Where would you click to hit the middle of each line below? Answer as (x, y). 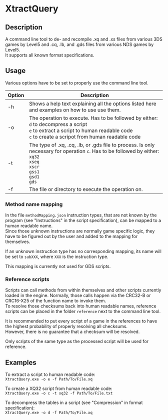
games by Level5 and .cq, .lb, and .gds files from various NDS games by (79, 44)
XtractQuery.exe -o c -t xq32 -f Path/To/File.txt (59, 393)
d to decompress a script (58, 124)
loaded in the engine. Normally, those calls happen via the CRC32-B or (78, 295)
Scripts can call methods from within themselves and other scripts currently (83, 290)
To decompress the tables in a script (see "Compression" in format (74, 402)
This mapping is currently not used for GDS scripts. (58, 266)
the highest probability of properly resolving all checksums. (66, 326)
